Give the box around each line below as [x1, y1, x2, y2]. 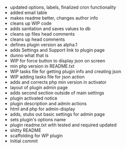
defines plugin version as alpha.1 [10, 42, 78, 47]
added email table [10, 10, 48, 16]
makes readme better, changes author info [10, 15, 98, 21]
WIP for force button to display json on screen [10, 58, 105, 63]
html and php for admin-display [10, 106, 75, 112]
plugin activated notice [10, 95, 58, 101]
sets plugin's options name [10, 117, 66, 122]
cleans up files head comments [10, 31, 75, 37]
